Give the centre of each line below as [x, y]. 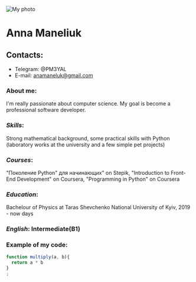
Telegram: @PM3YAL [40, 69]
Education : [22, 194]
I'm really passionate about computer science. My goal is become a [89, 104]
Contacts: [25, 55]
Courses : [20, 160]
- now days [20, 214]
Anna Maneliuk [44, 33]
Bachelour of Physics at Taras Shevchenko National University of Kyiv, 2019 [98, 207]
